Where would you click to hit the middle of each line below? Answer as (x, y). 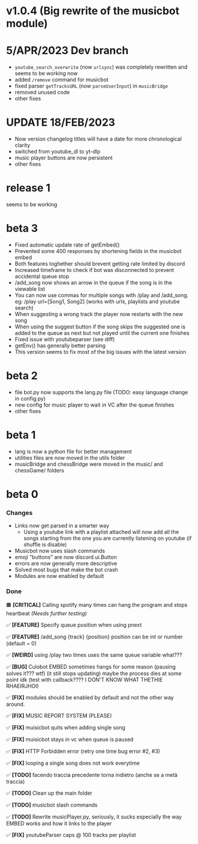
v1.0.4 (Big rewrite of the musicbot (93, 11)
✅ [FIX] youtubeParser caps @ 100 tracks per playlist (71, 835)
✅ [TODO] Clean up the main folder (49, 793)
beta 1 (21, 435)
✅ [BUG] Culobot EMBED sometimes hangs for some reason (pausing (91, 666)
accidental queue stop (42, 276)
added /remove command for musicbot (61, 80)
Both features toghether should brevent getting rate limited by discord (100, 263)
